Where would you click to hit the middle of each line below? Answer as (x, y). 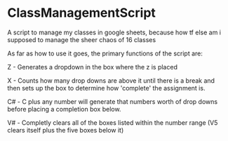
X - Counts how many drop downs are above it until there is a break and (111, 80)
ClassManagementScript (82, 13)
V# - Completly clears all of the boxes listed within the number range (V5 (113, 122)
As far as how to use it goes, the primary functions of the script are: (105, 53)
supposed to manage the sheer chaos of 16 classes (82, 39)
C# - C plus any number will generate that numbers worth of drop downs (113, 101)
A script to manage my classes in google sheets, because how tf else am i (114, 32)
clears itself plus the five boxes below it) (66, 130)
